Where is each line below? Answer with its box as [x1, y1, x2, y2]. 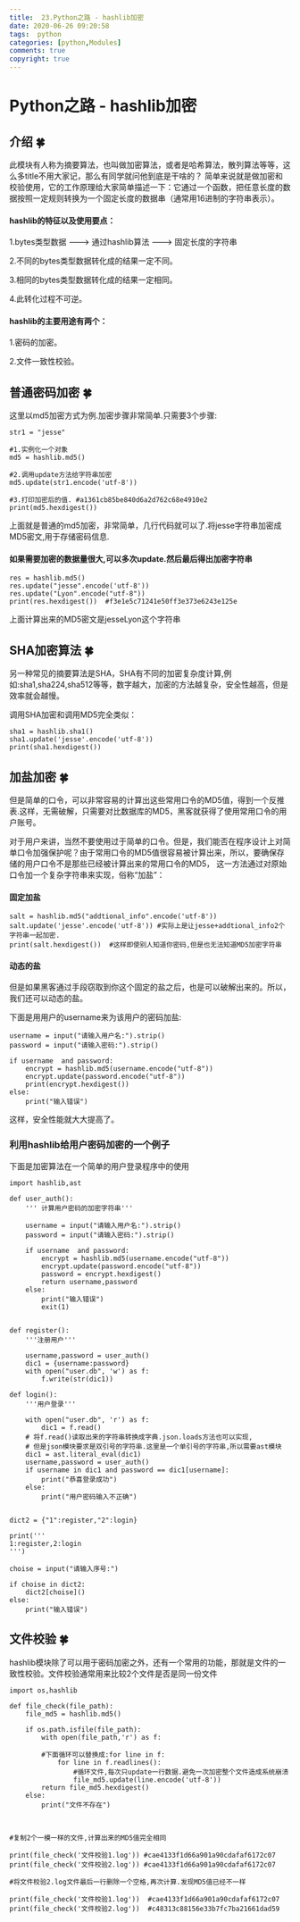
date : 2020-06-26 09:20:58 [9, 21, 110, 30]
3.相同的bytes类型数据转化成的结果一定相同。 [9, 274, 178, 286]
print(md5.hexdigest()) [9, 504, 98, 513]
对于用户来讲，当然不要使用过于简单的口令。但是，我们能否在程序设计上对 [9, 836, 283, 847]
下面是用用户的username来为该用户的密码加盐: [9, 1012, 181, 1023]
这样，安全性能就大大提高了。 [9, 1114, 119, 1125]
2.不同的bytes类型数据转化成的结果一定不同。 [9, 255, 178, 266]
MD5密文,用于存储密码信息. [9, 531, 110, 542]
